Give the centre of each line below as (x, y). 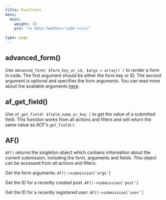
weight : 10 (26, 24)
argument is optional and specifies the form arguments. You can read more (83, 80)
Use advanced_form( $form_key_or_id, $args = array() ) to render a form (82, 70)
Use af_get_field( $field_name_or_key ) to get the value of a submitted (80, 114)
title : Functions (23, 10)
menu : (11, 15)
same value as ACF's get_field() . (41, 125)
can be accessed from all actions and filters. (51, 163)
